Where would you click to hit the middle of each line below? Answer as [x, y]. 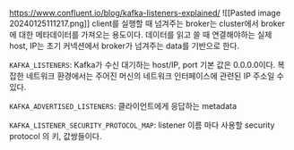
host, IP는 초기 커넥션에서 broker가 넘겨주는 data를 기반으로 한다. [125, 46]
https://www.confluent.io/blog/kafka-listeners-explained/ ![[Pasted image [145, 13]
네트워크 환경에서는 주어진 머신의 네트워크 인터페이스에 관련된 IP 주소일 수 [155, 76]
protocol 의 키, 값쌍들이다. [56, 136]
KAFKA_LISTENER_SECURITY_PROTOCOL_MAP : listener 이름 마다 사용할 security [142, 125]
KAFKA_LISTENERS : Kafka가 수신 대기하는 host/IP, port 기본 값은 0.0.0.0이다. [143, 65]
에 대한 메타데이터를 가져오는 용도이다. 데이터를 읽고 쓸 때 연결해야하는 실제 [141, 34]
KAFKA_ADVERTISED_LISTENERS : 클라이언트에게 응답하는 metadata [123, 106]
